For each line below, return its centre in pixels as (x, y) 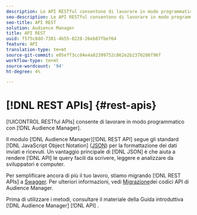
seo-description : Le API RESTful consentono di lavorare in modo (87, 17)
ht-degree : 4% (23, 71)
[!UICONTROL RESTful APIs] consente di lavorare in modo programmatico (95, 122)
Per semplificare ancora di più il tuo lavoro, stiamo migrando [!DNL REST (94, 176)
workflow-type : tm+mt (33, 60)
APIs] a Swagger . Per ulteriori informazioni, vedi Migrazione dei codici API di (98, 182)
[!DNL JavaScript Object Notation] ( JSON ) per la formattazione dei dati (92, 146)
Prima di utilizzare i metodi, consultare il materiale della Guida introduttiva (95, 199)
